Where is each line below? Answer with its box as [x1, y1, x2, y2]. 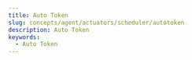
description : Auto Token [8, 26, 90, 34]
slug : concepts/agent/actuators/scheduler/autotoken [8, 19, 185, 26]
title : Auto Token [8, 11, 68, 19]
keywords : [8, 33, 41, 41]
